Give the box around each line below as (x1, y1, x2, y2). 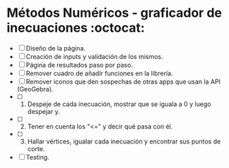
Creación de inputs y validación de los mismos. (25, 52, 163, 60)
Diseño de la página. (25, 44, 86, 52)
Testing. (25, 153, 50, 161)
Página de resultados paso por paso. (25, 60, 134, 69)
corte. (27, 144, 45, 153)
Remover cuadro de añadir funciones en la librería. (25, 69, 174, 77)
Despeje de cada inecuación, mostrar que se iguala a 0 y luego (27, 100, 211, 108)
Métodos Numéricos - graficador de (6, 5, 222, 21)
